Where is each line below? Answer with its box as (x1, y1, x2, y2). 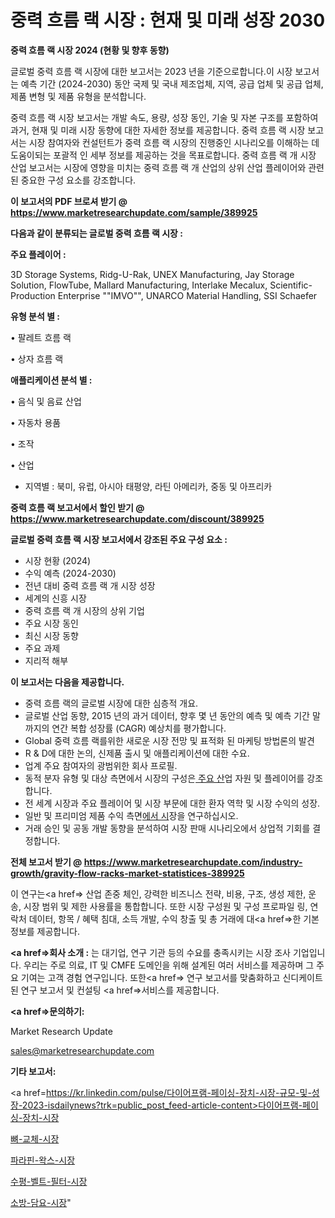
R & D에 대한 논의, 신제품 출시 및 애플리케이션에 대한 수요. (24, 747, 250, 759)
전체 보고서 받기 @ (10, 856, 83, 868)
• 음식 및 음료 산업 (10, 395, 82, 407)
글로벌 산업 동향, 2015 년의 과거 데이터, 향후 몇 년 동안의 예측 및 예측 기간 (24, 709, 310, 721)
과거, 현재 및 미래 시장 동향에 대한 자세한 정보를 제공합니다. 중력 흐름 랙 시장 (10, 124, 306, 136)
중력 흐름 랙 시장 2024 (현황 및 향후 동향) (10, 44, 170, 56)
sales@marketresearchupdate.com (10, 1044, 155, 1056)
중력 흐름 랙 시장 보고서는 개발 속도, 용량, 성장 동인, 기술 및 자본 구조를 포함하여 (10, 111, 319, 123)
